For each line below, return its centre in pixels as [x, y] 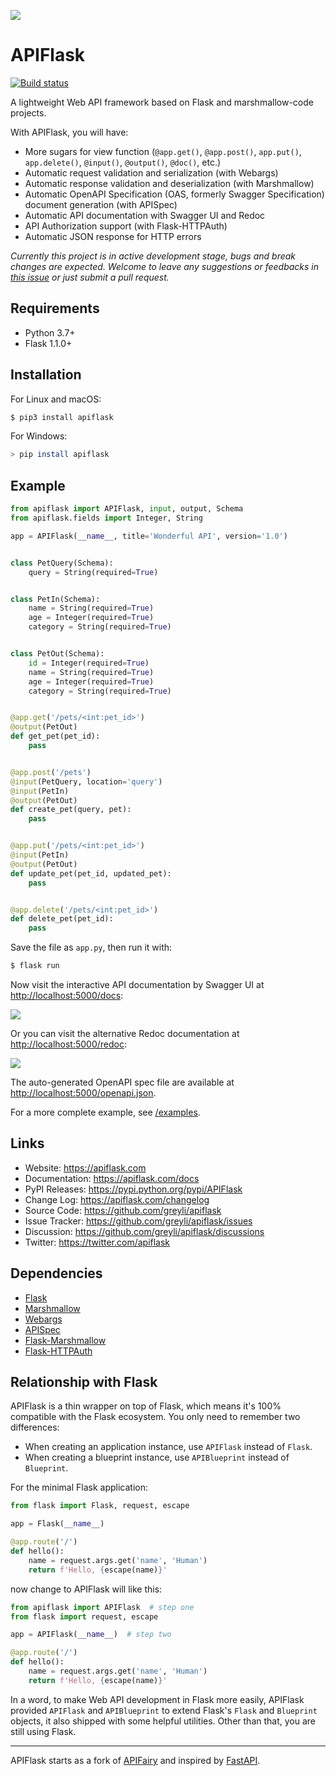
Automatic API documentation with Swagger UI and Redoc [145, 215]
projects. [28, 112]
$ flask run [35, 966]
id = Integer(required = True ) [89, 663]
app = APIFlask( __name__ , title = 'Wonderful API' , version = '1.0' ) [149, 536]
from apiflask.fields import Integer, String [106, 518]
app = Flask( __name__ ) [57, 1524]
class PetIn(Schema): [55, 599]
